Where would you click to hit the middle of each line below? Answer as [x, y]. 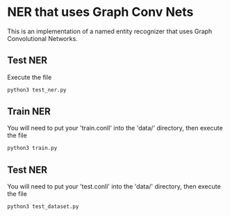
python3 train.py [32, 148]
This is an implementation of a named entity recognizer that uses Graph [110, 31]
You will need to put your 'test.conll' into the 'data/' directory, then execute [114, 186]
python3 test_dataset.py [43, 207]
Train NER [29, 112]
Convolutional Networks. [42, 38]
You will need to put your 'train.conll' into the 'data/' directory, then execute [115, 128]
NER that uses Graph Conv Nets [100, 12]
